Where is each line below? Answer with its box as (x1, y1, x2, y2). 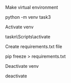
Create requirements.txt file (5, 44, 62, 50)
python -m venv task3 (5, 14, 51, 20)
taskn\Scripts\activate (5, 34, 50, 39)
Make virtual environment (5, 5, 58, 10)
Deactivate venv (5, 63, 39, 69)
